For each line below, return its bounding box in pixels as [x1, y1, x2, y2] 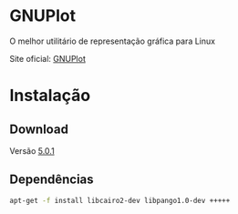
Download [9, 121, 68, 137]
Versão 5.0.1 [9, 145, 55, 156]
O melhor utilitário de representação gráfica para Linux [9, 36, 216, 46]
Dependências [9, 172, 94, 188]
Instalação [9, 86, 91, 106]
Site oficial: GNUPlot [9, 53, 87, 64]
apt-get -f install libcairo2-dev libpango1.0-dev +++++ [9, 196, 231, 205]
